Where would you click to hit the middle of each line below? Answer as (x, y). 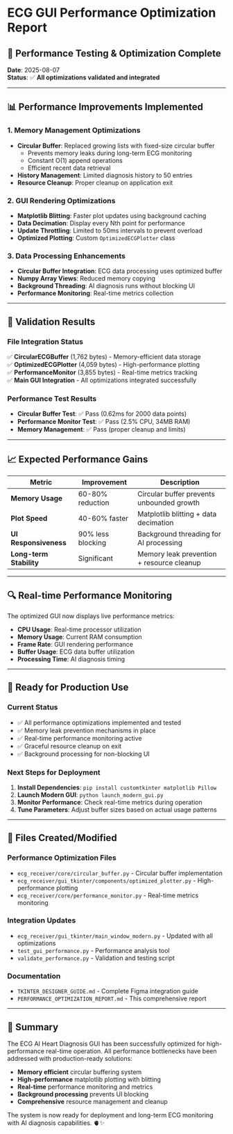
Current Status (33, 707)
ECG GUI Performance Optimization (112, 13)
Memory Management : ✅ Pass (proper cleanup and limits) (101, 430)
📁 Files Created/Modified (62, 838)
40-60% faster (103, 519)
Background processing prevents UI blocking (83, 1094)
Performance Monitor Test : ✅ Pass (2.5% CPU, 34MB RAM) (104, 422)
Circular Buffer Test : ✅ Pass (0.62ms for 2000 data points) (102, 414)
